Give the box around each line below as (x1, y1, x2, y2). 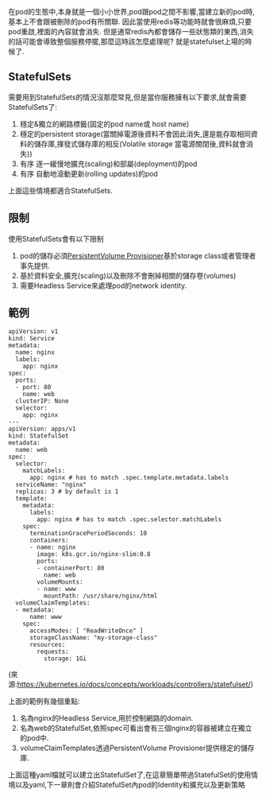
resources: (29, 641, 66, 649)
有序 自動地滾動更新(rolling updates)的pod (19, 169, 159, 178)
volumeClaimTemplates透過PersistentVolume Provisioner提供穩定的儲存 (19, 743, 255, 753)
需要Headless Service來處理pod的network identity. (19, 281, 187, 290)
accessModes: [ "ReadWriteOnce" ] (29, 627, 145, 635)
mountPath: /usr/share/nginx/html (43, 592, 158, 601)
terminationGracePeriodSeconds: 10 (29, 530, 148, 538)
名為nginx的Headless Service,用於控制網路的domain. (19, 713, 194, 723)
